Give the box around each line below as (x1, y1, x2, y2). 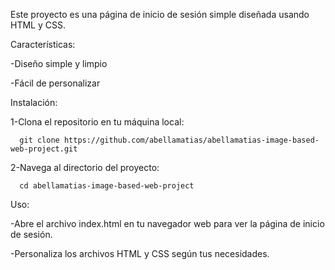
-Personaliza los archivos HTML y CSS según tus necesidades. (10, 248, 270, 259)
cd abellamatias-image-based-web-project (19, 181, 195, 191)
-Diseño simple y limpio (10, 58, 108, 69)
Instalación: (10, 97, 58, 108)
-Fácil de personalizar (10, 77, 101, 89)
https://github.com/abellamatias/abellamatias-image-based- (63, 135, 320, 145)
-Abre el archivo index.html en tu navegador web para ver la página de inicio (10, 218, 325, 229)
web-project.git (10, 144, 78, 154)
